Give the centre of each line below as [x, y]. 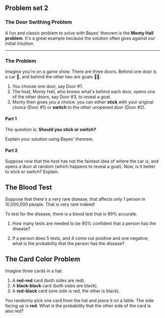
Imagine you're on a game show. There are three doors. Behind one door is [81, 71]
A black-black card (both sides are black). [55, 286]
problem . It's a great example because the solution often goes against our [80, 38]
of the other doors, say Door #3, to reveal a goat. [62, 97]
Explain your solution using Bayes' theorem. [49, 139]
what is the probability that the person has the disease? [68, 244]
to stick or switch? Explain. [32, 172]
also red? [14, 311]
